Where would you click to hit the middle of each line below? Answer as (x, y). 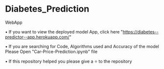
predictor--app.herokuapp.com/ (37, 37)
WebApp (14, 22)
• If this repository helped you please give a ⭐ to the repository (69, 61)
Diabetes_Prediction (47, 9)
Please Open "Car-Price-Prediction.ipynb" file (51, 52)
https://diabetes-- (141, 32)
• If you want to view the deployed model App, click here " (64, 32)
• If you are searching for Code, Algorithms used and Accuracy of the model (82, 46)
